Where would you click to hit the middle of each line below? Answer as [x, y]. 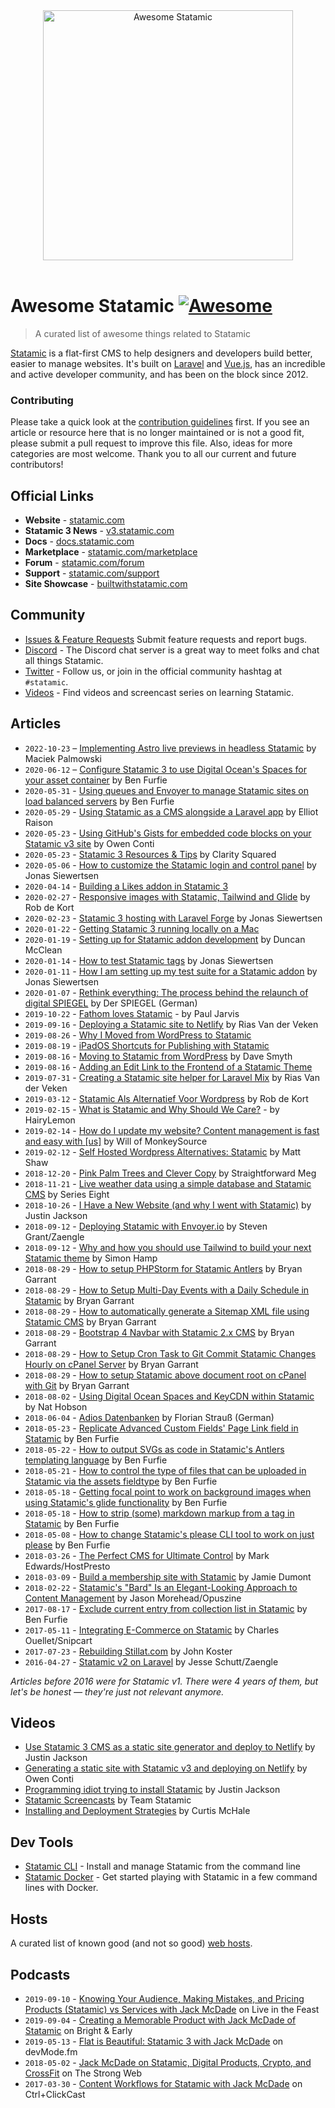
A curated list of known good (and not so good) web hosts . [131, 1943]
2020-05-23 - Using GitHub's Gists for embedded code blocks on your [168, 833]
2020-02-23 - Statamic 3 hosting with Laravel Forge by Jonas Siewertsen [173, 918]
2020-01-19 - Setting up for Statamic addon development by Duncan [165, 939]
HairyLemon [50, 1120]
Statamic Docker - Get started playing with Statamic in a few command [171, 1877]
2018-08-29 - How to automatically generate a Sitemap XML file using [167, 1311]
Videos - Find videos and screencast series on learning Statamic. [159, 692]
